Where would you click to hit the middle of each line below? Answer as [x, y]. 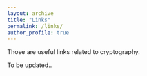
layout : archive [30, 13]
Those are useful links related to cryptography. [73, 52]
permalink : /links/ [35, 26]
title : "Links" [29, 20]
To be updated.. [30, 65]
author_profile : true [38, 33]
